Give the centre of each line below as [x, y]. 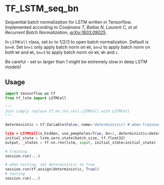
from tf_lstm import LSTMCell [36, 98]
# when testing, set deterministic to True [50, 165]
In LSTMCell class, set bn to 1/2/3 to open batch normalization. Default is [77, 41]
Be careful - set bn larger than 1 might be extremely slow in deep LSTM [76, 62]
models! [13, 67]
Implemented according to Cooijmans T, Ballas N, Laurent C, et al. [72, 27]
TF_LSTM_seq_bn [42, 9]
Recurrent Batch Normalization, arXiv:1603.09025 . [56, 32]
